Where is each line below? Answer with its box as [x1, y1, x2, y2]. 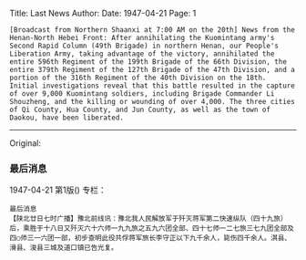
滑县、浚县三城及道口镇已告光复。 [9, 244, 118, 253]
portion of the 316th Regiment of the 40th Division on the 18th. [9, 73, 267, 82]
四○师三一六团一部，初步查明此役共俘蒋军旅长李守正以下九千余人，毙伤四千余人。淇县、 [9, 234, 291, 243]
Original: [9, 138, 42, 149]
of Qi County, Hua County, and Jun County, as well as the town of [9, 105, 271, 114]
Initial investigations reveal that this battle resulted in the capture [9, 81, 296, 90]
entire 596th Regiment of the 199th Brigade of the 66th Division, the [9, 57, 287, 67]
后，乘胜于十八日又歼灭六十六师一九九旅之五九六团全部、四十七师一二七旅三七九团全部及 [9, 224, 294, 234]
